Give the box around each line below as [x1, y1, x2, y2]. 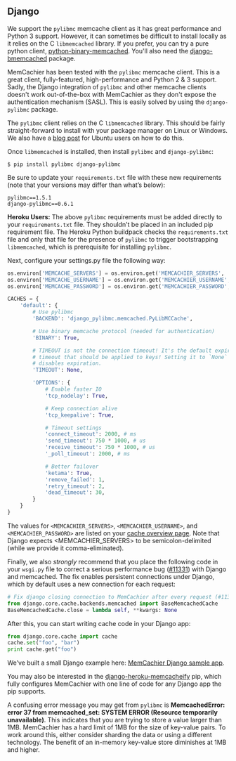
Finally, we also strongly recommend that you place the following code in [7, 557, 218, 566]
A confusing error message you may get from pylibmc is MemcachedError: [7, 701, 225, 709]
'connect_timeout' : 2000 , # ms [44, 431, 137, 438]
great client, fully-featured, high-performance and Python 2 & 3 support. [7, 75, 217, 84]
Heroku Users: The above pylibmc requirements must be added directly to [7, 212, 223, 221]
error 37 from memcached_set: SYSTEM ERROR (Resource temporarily [7, 708, 218, 717]
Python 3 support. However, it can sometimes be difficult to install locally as [7, 32, 227, 40]
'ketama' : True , [44, 469, 93, 476]
